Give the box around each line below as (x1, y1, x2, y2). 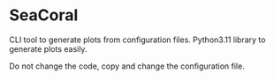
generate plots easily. (9, 43, 88, 54)
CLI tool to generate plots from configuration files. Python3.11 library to (9, 34, 266, 45)
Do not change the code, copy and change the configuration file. (9, 61, 245, 71)
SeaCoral (9, 5, 79, 25)
